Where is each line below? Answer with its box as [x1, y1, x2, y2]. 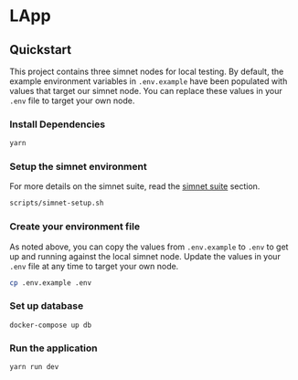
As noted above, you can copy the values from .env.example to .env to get [9, 241, 289, 252]
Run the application [9, 342, 98, 354]
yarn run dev [9, 363, 59, 372]
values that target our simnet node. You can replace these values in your [9, 86, 282, 96]
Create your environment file [9, 220, 140, 233]
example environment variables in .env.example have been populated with [9, 76, 288, 87]
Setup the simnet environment [9, 161, 148, 174]
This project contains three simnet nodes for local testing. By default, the [9, 66, 284, 77]
